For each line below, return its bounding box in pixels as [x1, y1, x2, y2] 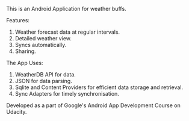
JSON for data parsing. [14, 78, 72, 84]
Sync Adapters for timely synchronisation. [14, 90, 119, 97]
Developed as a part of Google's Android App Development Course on [6, 102, 181, 109]
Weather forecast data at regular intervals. [14, 28, 120, 36]
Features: [6, 17, 30, 23]
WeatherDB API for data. [14, 71, 76, 78]
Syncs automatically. [14, 42, 67, 48]
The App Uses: [6, 60, 43, 66]
